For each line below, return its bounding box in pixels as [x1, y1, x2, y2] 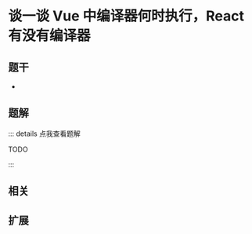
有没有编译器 [8, 27, 92, 45]
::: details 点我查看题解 [8, 129, 81, 138]
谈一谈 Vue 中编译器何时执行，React [8, 7, 245, 25]
